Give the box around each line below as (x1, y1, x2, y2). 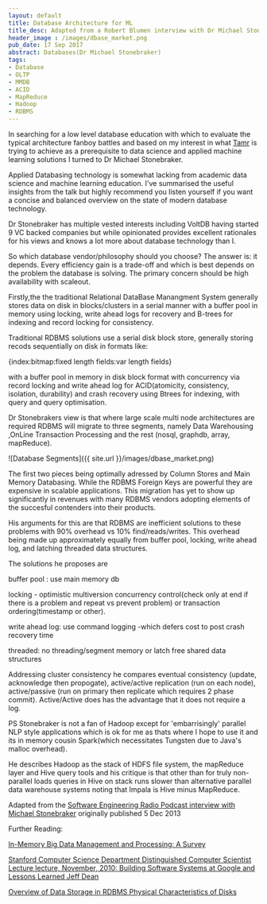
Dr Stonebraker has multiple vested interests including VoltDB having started (8, 219, 259, 229)
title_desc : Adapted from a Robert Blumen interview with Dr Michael (8, 26, 244, 34)
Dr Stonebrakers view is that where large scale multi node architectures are (8, 413, 255, 422)
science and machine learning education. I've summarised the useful (8, 179, 234, 187)
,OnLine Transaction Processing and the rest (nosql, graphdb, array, (8, 430, 230, 439)
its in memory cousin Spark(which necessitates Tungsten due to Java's (8, 736, 242, 745)
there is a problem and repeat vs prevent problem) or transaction (8, 598, 221, 608)
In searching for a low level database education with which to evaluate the (8, 129, 251, 139)
